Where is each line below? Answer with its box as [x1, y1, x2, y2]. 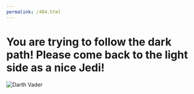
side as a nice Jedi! [6, 61, 105, 75]
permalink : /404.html [6, 8, 61, 15]
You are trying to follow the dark [6, 35, 172, 49]
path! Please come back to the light [6, 48, 189, 61]
